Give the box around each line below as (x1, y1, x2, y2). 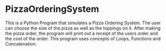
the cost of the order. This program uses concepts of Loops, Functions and (5, 36, 161, 42)
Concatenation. (5, 41, 37, 47)
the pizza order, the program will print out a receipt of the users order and (5, 30, 158, 36)
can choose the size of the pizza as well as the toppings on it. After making (5, 25, 161, 31)
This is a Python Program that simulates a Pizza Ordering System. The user (5, 20, 161, 26)
